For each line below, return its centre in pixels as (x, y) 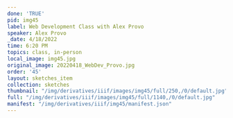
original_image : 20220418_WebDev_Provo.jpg (71, 65)
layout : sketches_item (40, 78)
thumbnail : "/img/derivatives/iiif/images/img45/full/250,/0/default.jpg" (118, 91)
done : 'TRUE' (26, 14)
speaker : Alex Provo (37, 33)
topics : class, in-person (44, 53)
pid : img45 (23, 20)
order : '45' (24, 71)
